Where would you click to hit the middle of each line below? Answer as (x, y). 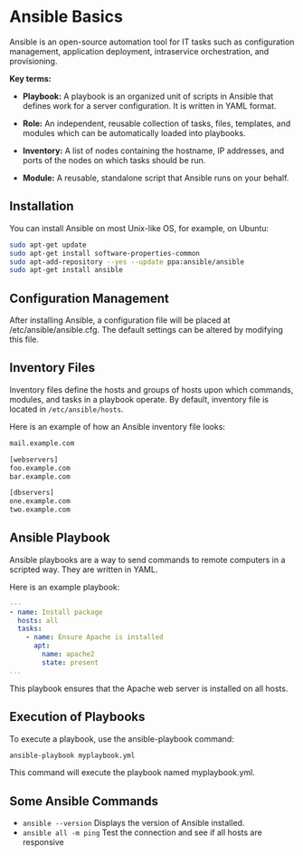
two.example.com (40, 510)
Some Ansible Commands (84, 801)
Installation (42, 206)
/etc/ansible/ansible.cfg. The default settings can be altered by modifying (146, 330)
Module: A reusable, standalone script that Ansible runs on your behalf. (156, 178)
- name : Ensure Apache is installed (95, 637)
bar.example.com (40, 477)
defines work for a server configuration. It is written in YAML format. (150, 105)
